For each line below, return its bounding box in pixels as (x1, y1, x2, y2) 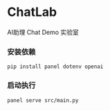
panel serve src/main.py (7, 96, 79, 104)
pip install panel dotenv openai (7, 63, 104, 70)
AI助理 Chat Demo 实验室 (7, 28, 80, 36)
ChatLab (7, 4, 57, 20)
